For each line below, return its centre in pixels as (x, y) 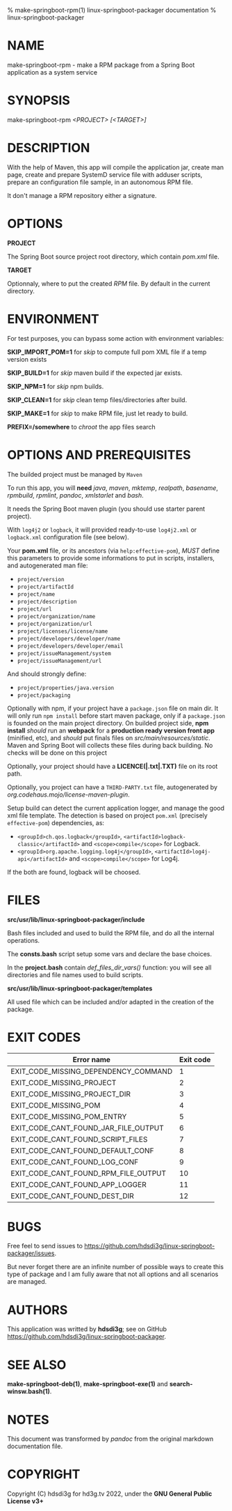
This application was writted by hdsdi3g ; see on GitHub (87, 1329)
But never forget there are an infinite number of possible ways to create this (116, 1267)
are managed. (27, 1282)
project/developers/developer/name (69, 638)
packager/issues (31, 1253)
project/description (47, 601)
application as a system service (52, 72)
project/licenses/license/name (63, 631)
